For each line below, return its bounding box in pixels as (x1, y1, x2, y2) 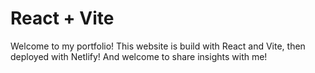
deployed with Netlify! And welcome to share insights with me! (10, 50, 268, 62)
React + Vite (10, 7, 115, 30)
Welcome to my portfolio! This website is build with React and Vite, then (10, 40, 306, 52)
